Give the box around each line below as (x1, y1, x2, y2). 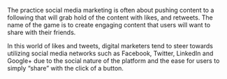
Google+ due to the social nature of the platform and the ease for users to (7, 57, 220, 65)
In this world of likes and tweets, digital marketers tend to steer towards (7, 42, 214, 50)
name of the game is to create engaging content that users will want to (7, 21, 211, 29)
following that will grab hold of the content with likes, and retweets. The (7, 13, 213, 22)
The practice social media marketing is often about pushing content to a (7, 6, 214, 14)
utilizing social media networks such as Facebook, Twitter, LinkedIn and (7, 49, 214, 57)
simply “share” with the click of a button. (7, 64, 124, 72)
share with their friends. (7, 28, 76, 36)
